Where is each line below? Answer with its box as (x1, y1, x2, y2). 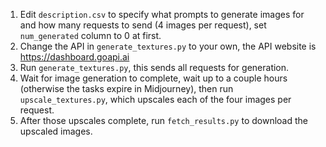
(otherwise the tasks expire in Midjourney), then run (19, 83, 234, 94)
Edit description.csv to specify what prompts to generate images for (19, 9, 305, 20)
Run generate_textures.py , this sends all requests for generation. (19, 62, 290, 73)
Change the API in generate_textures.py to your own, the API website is (19, 40, 317, 52)
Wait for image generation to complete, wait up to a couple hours (19, 72, 288, 84)
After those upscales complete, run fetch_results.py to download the (19, 115, 308, 126)
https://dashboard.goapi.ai (19, 51, 130, 63)
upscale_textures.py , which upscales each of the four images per (19, 94, 292, 105)
